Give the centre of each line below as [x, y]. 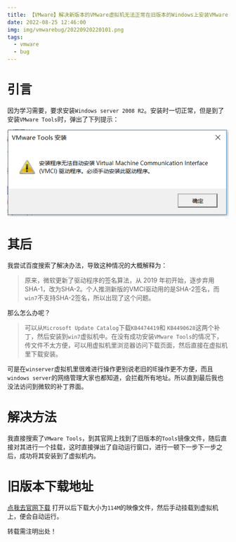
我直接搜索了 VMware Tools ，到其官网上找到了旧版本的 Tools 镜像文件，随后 [114, 438]
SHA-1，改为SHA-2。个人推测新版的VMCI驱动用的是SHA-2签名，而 [122, 289]
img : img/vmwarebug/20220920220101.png [66, 29]
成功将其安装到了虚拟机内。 [59, 456]
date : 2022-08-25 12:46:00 [47, 22]
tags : [15, 37]
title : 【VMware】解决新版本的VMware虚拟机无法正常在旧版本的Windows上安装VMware [118, 15]
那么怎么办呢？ [29, 312]
